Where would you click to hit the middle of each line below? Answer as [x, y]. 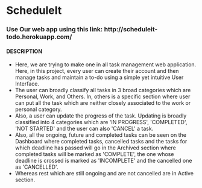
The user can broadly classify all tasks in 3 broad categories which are [103, 90]
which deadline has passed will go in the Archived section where [95, 148]
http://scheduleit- [131, 30]
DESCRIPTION [24, 51]
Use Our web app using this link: [55, 30]
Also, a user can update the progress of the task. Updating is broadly [101, 116]
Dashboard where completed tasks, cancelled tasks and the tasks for [101, 142]
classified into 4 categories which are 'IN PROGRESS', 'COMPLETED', [101, 122]
